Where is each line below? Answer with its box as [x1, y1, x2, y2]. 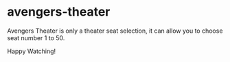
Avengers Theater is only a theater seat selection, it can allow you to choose [7, 27, 223, 35]
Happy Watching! [7, 47, 56, 55]
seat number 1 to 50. [7, 33, 65, 42]
